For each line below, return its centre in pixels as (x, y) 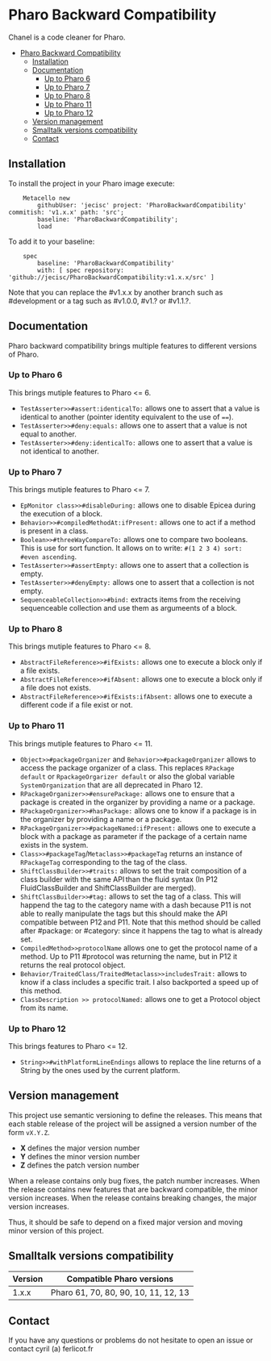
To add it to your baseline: (52, 241)
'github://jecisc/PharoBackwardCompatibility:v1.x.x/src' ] (112, 277)
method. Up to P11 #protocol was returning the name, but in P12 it (129, 956)
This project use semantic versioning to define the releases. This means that (135, 1115)
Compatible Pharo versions (120, 1279)
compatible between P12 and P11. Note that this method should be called (140, 922)
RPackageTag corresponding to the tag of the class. (104, 862)
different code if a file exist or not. (76, 705)
